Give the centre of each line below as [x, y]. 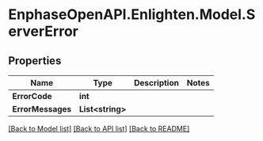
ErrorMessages [42, 109]
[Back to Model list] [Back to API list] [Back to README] [99, 129]
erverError [44, 31]
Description [157, 83]
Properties [35, 61]
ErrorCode [32, 96]
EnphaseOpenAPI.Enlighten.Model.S [132, 15]
